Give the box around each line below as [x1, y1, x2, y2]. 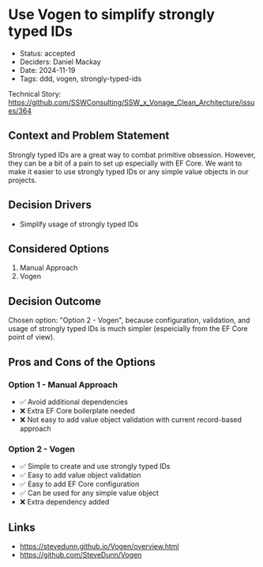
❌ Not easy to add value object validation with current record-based [19, 414, 242, 424]
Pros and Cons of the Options [8, 355, 156, 369]
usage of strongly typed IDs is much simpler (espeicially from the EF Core [8, 324, 249, 333]
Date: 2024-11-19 [19, 65, 76, 74]
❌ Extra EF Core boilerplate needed [19, 405, 136, 415]
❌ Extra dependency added [19, 497, 110, 507]
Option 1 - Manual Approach [8, 379, 118, 390]
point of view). [8, 333, 55, 342]
